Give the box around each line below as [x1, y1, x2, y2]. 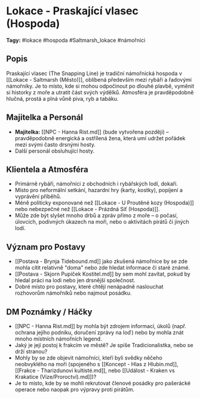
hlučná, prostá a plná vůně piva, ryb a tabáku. [6, 95, 119, 102]
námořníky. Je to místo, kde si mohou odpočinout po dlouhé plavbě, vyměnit [6, 82, 195, 89]
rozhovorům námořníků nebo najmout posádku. [14, 289, 132, 296]
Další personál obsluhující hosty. [14, 147, 95, 154]
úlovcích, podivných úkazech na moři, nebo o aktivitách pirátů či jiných [14, 218, 189, 225]
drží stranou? [14, 348, 48, 355]
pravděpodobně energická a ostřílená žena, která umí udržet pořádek [14, 134, 186, 141]
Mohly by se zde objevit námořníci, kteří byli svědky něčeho [14, 354, 162, 361]
